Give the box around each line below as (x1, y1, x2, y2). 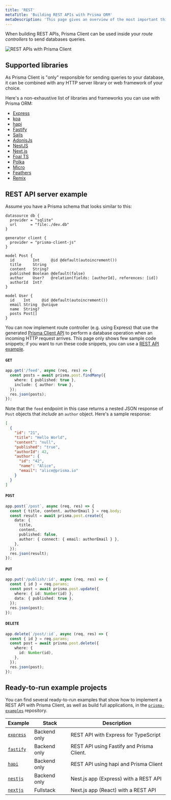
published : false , (18, 532, 58, 537)
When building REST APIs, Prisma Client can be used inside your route (5, 31, 153, 37)
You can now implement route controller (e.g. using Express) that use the (5, 324, 159, 331)
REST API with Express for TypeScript (70, 731, 161, 738)
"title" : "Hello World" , (14, 435, 67, 440)
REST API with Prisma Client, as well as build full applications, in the (5, 702, 148, 708)
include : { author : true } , (14, 382, 74, 387)
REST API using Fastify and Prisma (70, 743, 154, 750)
